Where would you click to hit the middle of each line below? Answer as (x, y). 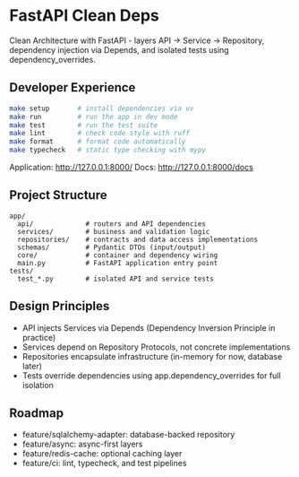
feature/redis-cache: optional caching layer (102, 454)
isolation (38, 385)
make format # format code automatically (98, 142)
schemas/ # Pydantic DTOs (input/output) (111, 247)
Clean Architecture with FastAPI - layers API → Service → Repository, (137, 40)
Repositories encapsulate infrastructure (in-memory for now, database (152, 356)
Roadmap (37, 413)
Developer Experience (73, 87)
